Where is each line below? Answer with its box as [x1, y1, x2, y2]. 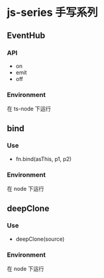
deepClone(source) [15, 235, 65, 243]
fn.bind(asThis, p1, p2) [15, 155, 72, 162]
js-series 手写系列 [7, 5, 98, 20]
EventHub [7, 30, 46, 40]
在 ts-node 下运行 [7, 105, 51, 113]
